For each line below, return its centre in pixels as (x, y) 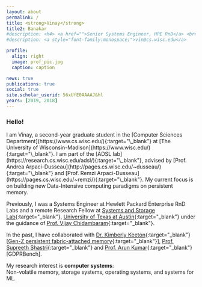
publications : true (31, 84)
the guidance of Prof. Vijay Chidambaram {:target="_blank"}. (81, 223)
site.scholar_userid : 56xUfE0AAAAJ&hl (55, 95)
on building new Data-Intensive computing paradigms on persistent (90, 186)
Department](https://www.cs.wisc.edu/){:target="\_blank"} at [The (89, 141)
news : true (20, 78)
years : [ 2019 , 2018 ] (32, 101)
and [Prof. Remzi (75, 173)
